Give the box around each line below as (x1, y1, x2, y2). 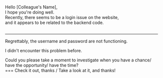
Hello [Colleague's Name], (5, 4, 58, 10)
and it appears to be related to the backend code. (5, 19, 104, 25)
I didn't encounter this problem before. (5, 48, 82, 54)
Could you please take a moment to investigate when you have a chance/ (5, 57, 151, 63)
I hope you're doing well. (5, 9, 54, 15)
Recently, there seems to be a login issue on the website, (5, 15, 119, 20)
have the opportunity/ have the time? (5, 62, 79, 68)
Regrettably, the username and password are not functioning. (5, 39, 128, 44)
